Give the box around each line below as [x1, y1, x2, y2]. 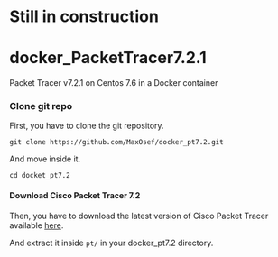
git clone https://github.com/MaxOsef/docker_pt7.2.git [9, 138, 224, 147]
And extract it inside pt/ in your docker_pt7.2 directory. [9, 237, 214, 248]
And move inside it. [9, 153, 81, 164]
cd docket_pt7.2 [9, 171, 70, 180]
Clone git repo [9, 100, 73, 113]
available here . [9, 219, 64, 231]
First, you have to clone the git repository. [9, 120, 164, 132]
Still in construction [9, 6, 160, 27]
